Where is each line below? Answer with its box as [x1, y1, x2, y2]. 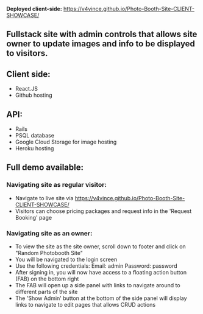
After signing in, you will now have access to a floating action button [15, 269, 187, 276]
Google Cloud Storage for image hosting [15, 138, 117, 145]
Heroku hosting [15, 145, 54, 152]
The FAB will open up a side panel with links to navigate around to [15, 282, 181, 288]
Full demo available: [6, 162, 84, 173]
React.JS [15, 85, 38, 92]
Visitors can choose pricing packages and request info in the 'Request [15, 207, 192, 215]
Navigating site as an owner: [6, 229, 93, 237]
